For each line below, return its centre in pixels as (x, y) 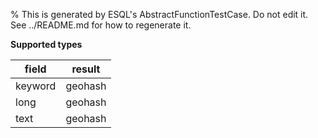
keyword (36, 86)
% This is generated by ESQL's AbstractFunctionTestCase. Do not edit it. (159, 14)
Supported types (46, 44)
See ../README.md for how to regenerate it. (101, 25)
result (86, 69)
